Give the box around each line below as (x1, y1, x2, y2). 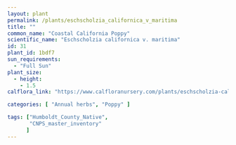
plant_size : (7, 69, 42, 76)
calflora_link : (7, 88, 52, 95)
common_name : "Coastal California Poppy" (7, 29, 131, 37)
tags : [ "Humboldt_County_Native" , (7, 113, 109, 121)
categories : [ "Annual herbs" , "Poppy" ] (7, 101, 131, 109)
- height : (13, 75, 42, 83)
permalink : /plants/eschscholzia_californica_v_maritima (7, 17, 178, 24)
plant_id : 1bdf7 (7, 50, 55, 57)
